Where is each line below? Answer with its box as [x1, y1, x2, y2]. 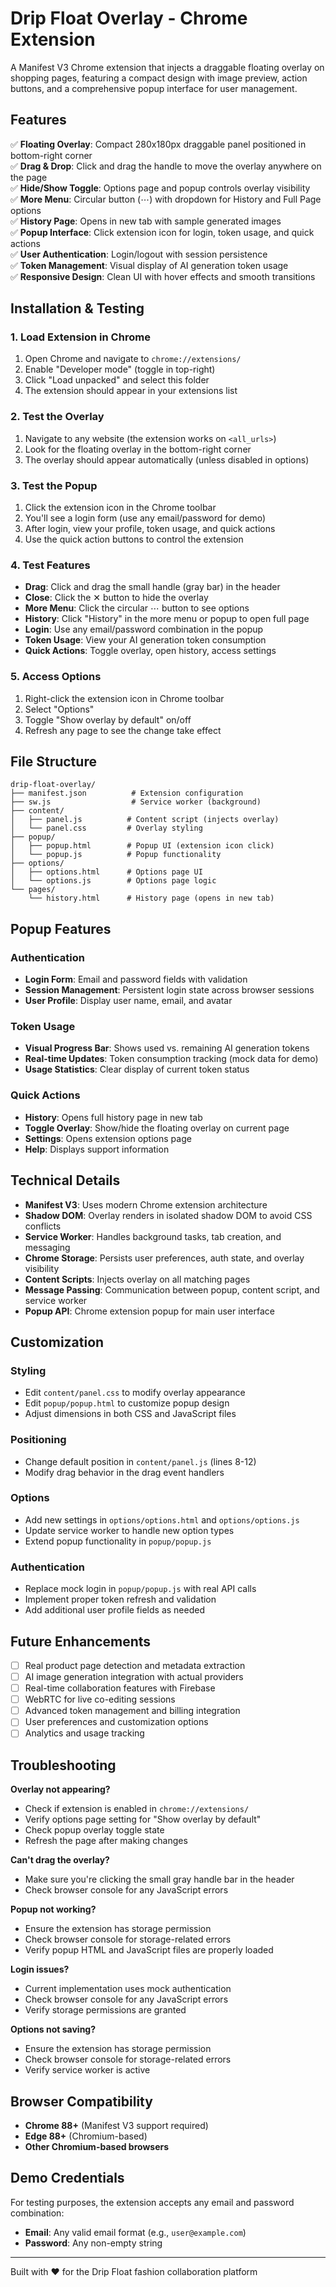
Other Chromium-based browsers [24, 2140, 170, 2152]
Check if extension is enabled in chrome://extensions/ [24, 1803, 250, 1815]
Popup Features [10, 920, 112, 937]
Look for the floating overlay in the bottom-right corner [24, 443, 252, 455]
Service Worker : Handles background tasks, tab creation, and [24, 1230, 282, 1242]
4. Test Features [10, 558, 91, 572]
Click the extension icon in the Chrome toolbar [24, 502, 217, 514]
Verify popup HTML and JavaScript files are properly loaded [24, 1944, 274, 1956]
